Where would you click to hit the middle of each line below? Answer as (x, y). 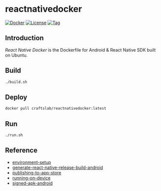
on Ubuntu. (16, 55)
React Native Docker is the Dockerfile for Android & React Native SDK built (80, 50)
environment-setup (32, 162)
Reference (21, 150)
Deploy (16, 97)
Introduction (25, 38)
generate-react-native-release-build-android (57, 167)
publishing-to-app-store (37, 172)
